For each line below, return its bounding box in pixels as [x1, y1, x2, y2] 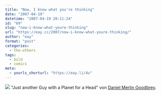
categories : [5, 43, 29, 48]
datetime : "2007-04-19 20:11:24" [5, 16, 73, 21]
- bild [9, 57, 23, 62]
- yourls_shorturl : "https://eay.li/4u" [9, 71, 92, 76]
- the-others [9, 48, 36, 53]
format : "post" [5, 39, 36, 44]
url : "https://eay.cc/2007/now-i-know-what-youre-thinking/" [5, 30, 132, 35]
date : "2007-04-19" [5, 12, 45, 17]
